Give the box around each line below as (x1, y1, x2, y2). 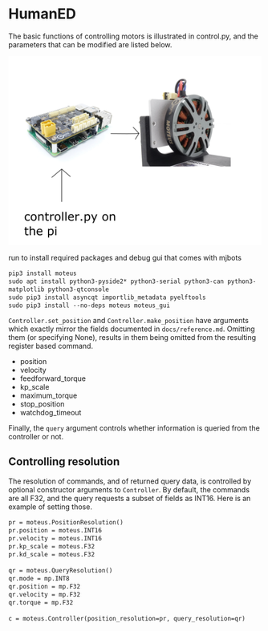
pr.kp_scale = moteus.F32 (8, 542, 95, 550)
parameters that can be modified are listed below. (8, 39, 173, 49)
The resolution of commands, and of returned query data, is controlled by (8, 476, 252, 486)
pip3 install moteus (8, 269, 78, 277)
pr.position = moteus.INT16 (8, 526, 103, 534)
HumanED (8, 5, 76, 23)
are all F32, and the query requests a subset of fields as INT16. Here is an (8, 493, 251, 503)
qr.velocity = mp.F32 (8, 590, 81, 598)
